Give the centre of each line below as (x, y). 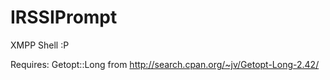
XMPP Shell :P (40, 45)
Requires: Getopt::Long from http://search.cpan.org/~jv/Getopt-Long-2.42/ (165, 64)
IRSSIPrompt (64, 17)
